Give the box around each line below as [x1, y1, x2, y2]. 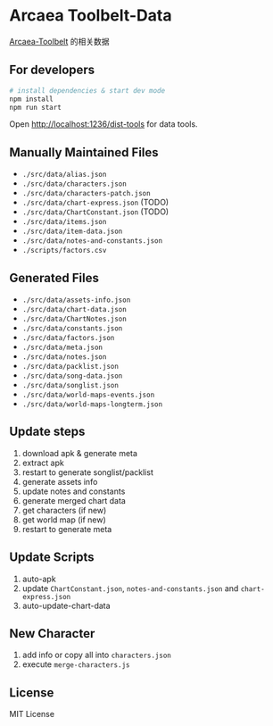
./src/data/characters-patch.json [21, 189, 151, 198]
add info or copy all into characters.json [21, 649, 172, 661]
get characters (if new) [21, 505, 107, 515]
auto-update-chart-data [21, 600, 111, 611]
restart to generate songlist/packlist [21, 466, 153, 478]
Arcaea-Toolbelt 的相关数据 [9, 36, 110, 46]
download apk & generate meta [21, 447, 138, 458]
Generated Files [9, 270, 100, 286]
